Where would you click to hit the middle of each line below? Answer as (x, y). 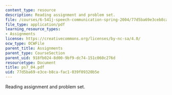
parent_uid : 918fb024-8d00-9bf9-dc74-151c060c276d (60, 58)
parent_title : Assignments (34, 48)
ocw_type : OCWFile (25, 44)
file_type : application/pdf (35, 24)
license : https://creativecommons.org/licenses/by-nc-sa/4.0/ (73, 39)
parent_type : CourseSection (35, 53)
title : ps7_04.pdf (25, 67)
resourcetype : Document (31, 63)
